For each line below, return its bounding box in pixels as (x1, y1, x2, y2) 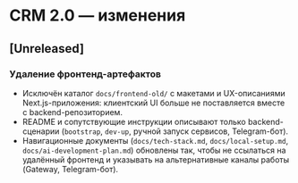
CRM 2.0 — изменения (9, 5, 186, 26)
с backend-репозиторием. (21, 106, 123, 117)
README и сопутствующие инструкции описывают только (21, 116, 246, 127)
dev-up (104, 127, 130, 137)
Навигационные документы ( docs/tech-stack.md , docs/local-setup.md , (21, 135, 289, 146)
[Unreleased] (9, 41, 85, 56)
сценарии (21, 126, 60, 137)
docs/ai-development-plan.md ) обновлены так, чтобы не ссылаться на (21, 145, 286, 155)
